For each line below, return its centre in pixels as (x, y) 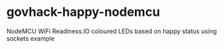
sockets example (30, 38)
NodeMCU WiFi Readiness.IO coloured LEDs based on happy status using (112, 31)
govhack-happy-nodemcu (83, 12)
